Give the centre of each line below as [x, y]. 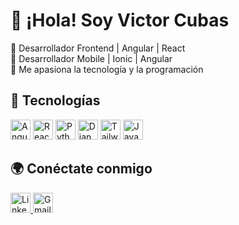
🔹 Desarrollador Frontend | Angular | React [98, 48]
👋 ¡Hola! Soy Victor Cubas [120, 20]
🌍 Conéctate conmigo [81, 169]
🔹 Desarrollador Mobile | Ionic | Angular [91, 58]
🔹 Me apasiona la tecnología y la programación [107, 69]
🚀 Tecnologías [55, 100]
